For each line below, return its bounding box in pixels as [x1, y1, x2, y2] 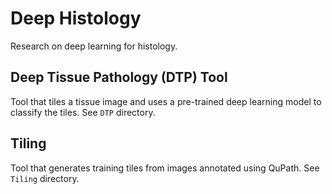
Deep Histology [10, 7, 142, 30]
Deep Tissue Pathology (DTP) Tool [10, 69, 228, 86]
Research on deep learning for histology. [10, 40, 178, 52]
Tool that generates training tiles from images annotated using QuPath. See [10, 162, 320, 174]
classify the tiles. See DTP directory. [10, 106, 156, 118]
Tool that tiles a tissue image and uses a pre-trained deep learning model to [10, 95, 322, 107]
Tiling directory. [10, 172, 80, 184]
